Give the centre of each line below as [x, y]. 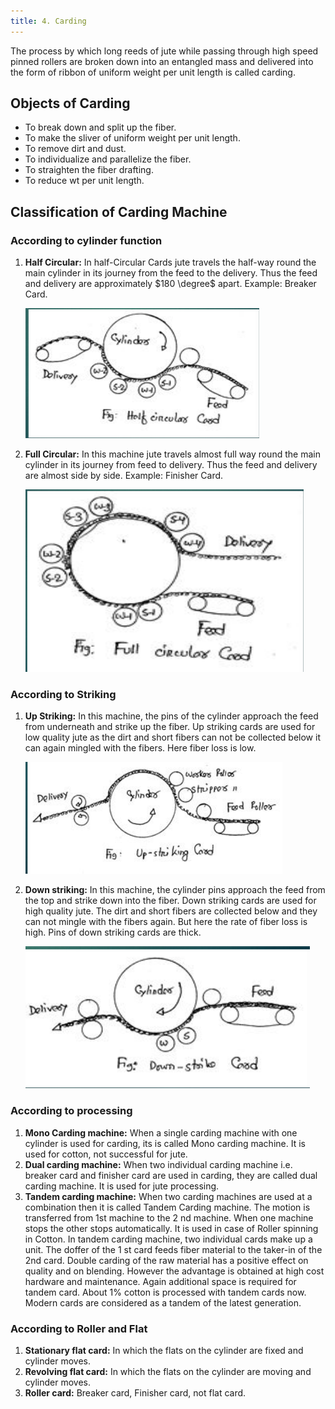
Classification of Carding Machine [119, 211]
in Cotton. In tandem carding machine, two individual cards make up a [168, 1239]
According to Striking [63, 695]
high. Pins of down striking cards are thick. [113, 932]
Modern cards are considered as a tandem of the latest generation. [163, 1302]
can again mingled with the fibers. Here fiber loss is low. [140, 748]
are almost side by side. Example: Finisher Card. [124, 476]
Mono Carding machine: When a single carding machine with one [161, 1132]
